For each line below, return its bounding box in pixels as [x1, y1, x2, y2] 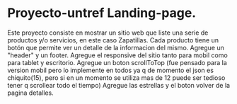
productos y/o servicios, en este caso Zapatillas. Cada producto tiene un [7, 35, 219, 44]
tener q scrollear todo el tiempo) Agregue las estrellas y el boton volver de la [7, 81, 231, 89]
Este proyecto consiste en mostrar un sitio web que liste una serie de [7, 28, 209, 37]
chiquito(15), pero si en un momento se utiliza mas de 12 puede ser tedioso [7, 73, 226, 82]
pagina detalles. [7, 88, 54, 97]
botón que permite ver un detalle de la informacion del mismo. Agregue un [7, 43, 224, 52]
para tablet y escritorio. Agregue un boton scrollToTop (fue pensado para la [7, 58, 228, 67]
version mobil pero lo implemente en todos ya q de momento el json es [7, 66, 214, 74]
